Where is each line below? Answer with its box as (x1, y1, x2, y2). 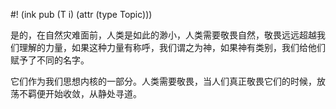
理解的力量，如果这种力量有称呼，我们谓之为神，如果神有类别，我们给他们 (18, 42, 326, 53)
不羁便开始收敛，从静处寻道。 (18, 88, 142, 99)
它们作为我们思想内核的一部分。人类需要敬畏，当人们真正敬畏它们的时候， (10, 75, 317, 87)
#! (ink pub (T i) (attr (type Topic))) (10, 9, 153, 20)
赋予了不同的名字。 (10, 54, 90, 66)
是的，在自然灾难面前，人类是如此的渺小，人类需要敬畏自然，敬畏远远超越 (10, 29, 317, 41)
